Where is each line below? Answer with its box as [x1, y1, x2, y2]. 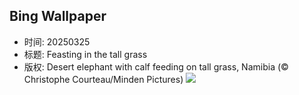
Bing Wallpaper [9, 8, 107, 25]
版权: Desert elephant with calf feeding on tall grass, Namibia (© [23, 60, 289, 73]
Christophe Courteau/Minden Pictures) [23, 73, 184, 85]
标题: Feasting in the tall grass [23, 48, 148, 60]
